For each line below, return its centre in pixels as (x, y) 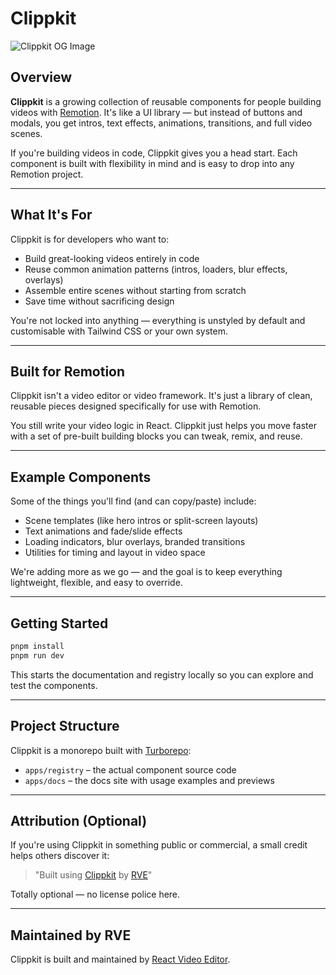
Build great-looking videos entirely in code (112, 258)
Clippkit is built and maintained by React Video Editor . (120, 959)
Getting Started (59, 623)
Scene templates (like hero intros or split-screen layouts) (141, 521)
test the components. (54, 685)
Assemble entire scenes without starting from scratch (135, 290)
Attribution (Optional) (79, 820)
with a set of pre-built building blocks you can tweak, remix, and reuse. (156, 436)
